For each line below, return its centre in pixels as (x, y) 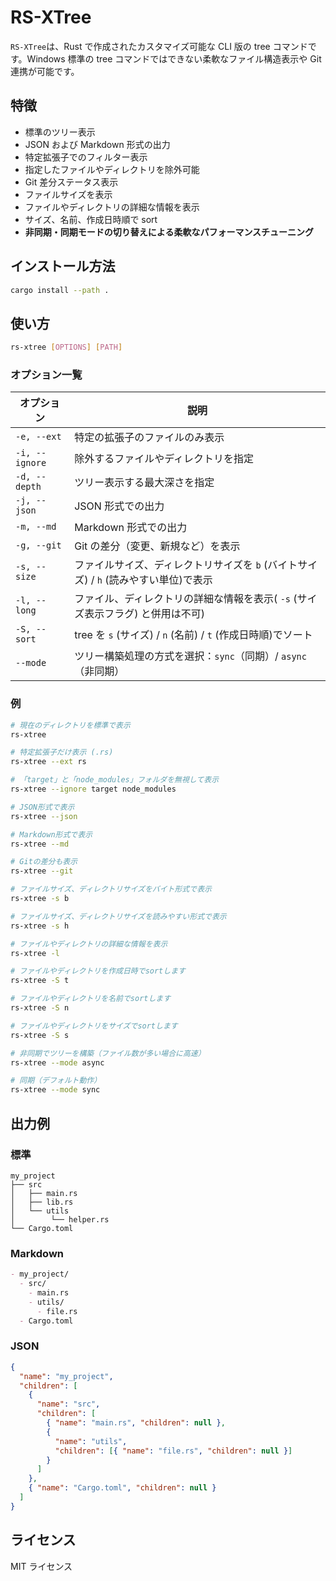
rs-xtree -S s (40, 1035)
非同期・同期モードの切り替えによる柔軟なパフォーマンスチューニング (169, 232)
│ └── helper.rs (60, 1219)
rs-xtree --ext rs (48, 762)
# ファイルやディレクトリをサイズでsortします (94, 1026)
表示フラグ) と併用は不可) (144, 614)
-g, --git (38, 545)
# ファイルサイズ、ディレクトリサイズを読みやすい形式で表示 (118, 916)
